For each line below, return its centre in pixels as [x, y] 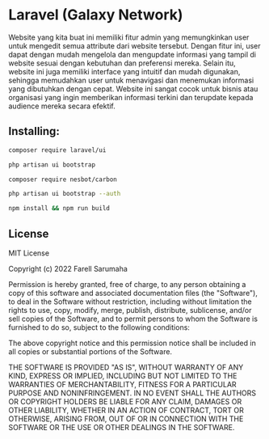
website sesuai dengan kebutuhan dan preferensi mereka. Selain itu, [122, 63]
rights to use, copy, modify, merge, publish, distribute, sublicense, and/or [130, 310]
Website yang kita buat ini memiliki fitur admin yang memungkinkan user [129, 37]
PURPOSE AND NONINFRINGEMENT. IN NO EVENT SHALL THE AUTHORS [132, 393]
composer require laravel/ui [57, 150]
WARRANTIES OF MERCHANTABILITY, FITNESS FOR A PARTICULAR [122, 384]
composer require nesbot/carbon [63, 179]
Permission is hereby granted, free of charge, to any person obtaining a [127, 284]
